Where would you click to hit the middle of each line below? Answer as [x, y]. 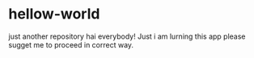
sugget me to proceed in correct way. [71, 44]
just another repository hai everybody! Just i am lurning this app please [127, 36]
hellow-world [54, 14]
